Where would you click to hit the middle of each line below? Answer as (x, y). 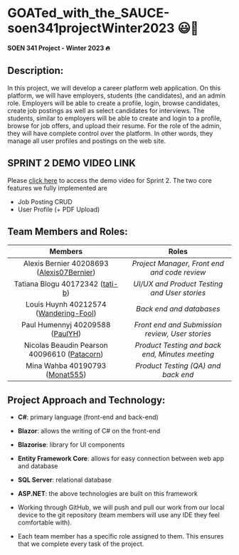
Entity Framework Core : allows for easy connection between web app (121, 459)
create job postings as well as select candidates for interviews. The (106, 110)
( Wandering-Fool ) (66, 313)
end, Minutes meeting (178, 354)
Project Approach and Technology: (86, 400)
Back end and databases (178, 309)
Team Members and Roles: (68, 232)
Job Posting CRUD (45, 201)
